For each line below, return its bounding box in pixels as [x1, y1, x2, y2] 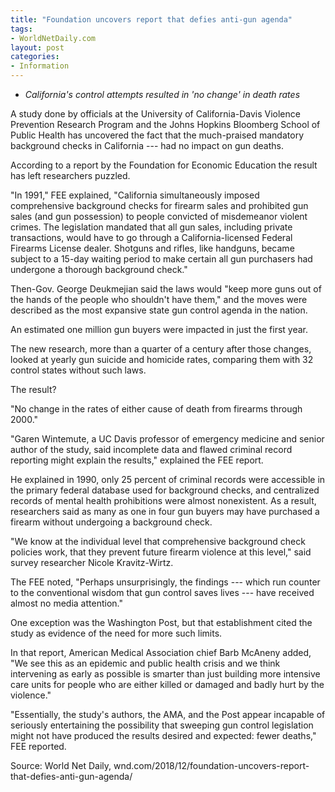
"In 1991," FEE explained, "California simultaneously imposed [10, 189, 260, 201]
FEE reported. [10, 741, 67, 752]
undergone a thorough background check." [10, 264, 188, 275]
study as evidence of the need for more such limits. [10, 627, 223, 639]
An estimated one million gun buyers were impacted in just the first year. [10, 324, 309, 335]
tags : [10, 24, 33, 34]
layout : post [10, 42, 65, 53]
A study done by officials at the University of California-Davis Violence [10, 108, 301, 120]
